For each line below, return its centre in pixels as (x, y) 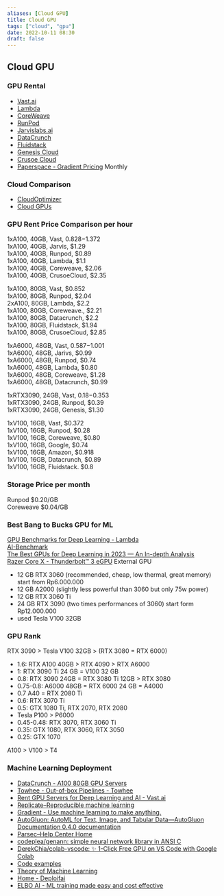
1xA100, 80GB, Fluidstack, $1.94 (52, 325)
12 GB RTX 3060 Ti (44, 596)
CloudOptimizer (39, 199)
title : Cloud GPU (32, 20)
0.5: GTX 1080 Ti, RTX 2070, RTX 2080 (72, 708)
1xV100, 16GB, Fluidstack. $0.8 (50, 467)
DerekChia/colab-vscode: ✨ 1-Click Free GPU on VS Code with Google (117, 848)
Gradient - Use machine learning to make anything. (89, 812)
